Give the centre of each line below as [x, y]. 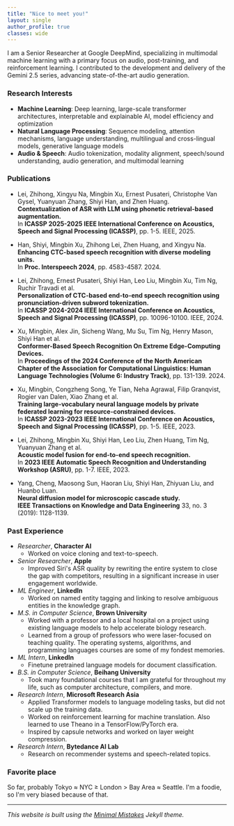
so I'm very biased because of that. [58, 795]
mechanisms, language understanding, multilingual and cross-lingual [116, 138]
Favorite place [32, 772]
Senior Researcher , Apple [54, 561]
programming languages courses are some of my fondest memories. [126, 650]
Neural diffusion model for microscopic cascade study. [99, 498]
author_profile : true [39, 27]
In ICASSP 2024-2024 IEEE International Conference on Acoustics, [116, 310]
